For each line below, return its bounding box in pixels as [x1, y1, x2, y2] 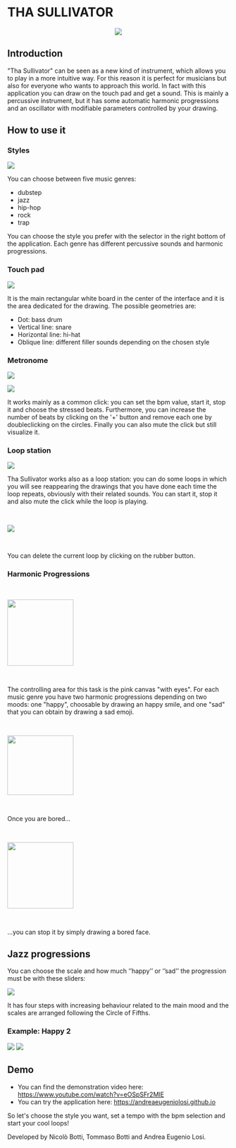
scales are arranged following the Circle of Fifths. [7, 1009, 151, 1017]
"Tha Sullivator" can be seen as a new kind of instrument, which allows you [7, 66, 226, 75]
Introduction [7, 47, 63, 60]
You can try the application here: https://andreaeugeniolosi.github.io [17, 1097, 216, 1106]
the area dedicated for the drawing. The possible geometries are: [7, 301, 197, 310]
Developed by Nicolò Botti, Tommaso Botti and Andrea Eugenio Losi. [7, 1132, 206, 1141]
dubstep [17, 189, 42, 197]
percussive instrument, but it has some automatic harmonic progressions [7, 96, 220, 104]
